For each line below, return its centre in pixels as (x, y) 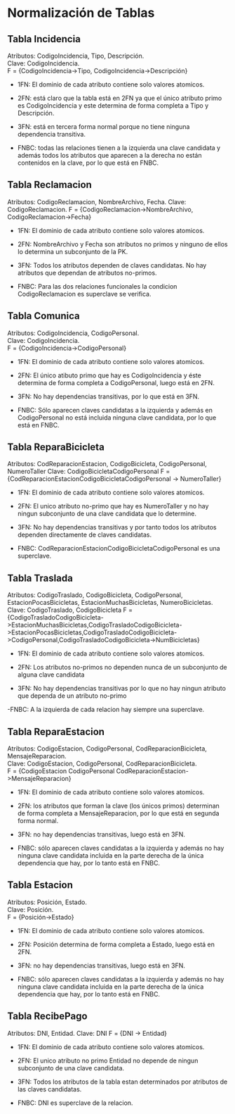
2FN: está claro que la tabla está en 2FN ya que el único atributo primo (120, 98)
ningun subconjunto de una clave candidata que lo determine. (107, 514)
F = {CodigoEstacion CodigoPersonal (61, 771)
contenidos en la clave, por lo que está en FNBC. (88, 163)
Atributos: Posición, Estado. (47, 902)
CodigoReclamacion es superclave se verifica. (85, 294)
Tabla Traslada (40, 578)
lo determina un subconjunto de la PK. (73, 251)
